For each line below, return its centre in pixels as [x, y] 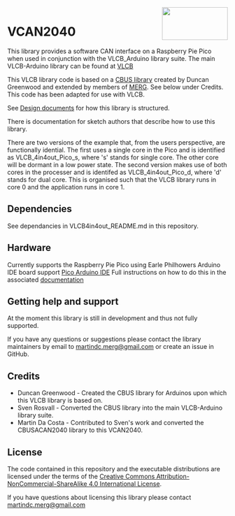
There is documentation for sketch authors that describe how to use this [111, 121]
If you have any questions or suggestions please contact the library [104, 339]
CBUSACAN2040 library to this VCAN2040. [80, 430]
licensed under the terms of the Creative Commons [81, 476]
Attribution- [173, 476]
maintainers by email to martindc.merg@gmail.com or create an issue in [111, 347]
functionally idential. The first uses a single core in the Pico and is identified [116, 150]
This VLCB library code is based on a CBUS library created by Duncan [108, 79]
